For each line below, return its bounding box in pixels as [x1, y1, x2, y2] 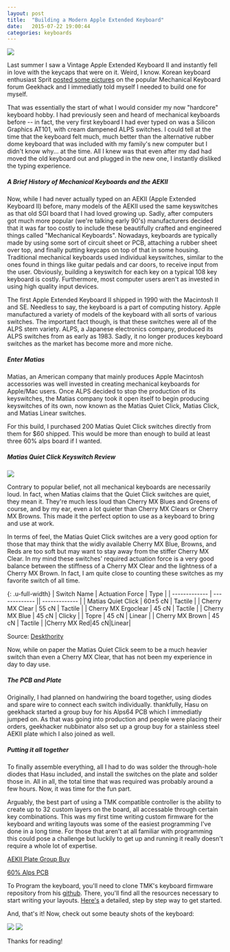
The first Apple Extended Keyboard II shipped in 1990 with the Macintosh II [7, 296, 218, 304]
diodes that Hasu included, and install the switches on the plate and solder [7, 770, 218, 778]
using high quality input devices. [7, 282, 99, 291]
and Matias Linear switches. [7, 409, 87, 418]
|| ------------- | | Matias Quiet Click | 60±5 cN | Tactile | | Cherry [36, 597, 222, 605]
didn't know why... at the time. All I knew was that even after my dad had [7, 147, 212, 155]
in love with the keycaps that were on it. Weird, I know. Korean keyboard [7, 68, 211, 76]
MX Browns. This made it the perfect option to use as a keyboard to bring [7, 512, 215, 521]
